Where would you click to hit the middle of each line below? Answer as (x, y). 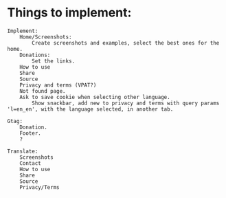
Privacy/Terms (39, 187)
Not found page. (43, 91)
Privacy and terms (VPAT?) (58, 85)
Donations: (35, 55)
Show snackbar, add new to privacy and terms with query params (126, 103)
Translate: (23, 151)
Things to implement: (69, 13)
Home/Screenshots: (46, 37)
